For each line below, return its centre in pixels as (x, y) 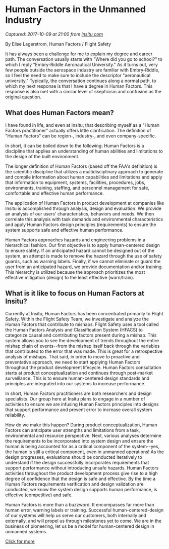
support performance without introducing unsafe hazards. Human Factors (82, 468)
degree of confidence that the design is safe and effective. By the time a (80, 479)
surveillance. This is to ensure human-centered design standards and (77, 378)
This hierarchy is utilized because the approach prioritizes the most (75, 272)
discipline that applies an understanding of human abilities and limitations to (84, 151)
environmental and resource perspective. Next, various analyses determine (83, 435)
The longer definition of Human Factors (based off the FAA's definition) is (81, 166)
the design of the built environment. (42, 156)
